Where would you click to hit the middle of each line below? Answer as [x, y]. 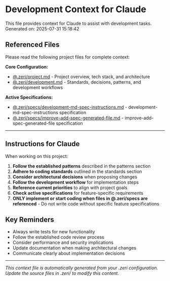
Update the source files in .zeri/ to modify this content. [62, 273]
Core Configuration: [27, 66]
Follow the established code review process [58, 237]
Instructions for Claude [42, 144]
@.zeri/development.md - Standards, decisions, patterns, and [77, 82]
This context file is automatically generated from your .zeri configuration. [82, 268]
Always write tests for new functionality [54, 232]
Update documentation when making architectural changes [74, 248]
